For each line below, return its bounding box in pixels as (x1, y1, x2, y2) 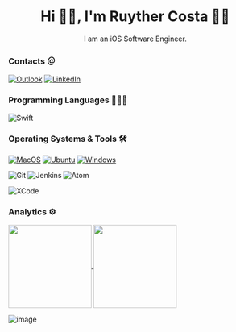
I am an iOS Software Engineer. (84, 34, 187, 44)
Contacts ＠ (8, 56, 56, 67)
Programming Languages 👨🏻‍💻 (8, 94, 128, 106)
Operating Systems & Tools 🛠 (8, 133, 127, 144)
